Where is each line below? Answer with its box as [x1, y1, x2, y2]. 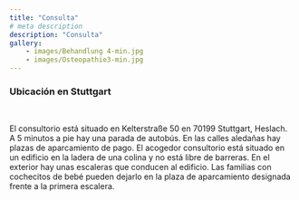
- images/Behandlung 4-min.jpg [25, 47, 144, 56]
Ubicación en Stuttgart [9, 85, 111, 98]
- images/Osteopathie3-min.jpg [25, 55, 144, 64]
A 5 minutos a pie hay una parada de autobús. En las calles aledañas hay [9, 133, 281, 144]
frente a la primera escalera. [9, 181, 115, 192]
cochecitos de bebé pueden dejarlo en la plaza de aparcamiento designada [9, 171, 292, 182]
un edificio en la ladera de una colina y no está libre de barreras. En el [9, 152, 270, 163]
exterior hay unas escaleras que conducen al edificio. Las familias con [9, 162, 272, 173]
